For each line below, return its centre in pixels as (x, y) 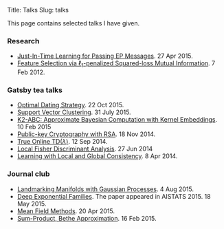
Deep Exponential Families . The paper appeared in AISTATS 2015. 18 (114, 196)
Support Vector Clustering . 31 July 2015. (74, 112)
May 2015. (32, 204)
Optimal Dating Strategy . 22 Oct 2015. (70, 105)
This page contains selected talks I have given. (73, 23)
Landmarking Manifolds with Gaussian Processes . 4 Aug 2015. (105, 189)
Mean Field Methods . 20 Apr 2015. (66, 211)
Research (23, 41)
